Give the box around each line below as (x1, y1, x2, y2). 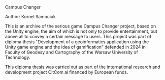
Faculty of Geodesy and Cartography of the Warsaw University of (5, 49, 138, 55)
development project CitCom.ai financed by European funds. (5, 69, 128, 75)
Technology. (5, 54, 31, 60)
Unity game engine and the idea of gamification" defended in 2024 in (5, 44, 146, 50)
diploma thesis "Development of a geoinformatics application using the (5, 39, 149, 45)
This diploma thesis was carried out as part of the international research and (5, 64, 160, 70)
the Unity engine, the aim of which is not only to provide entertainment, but (5, 28, 158, 34)
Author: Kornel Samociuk (5, 14, 56, 19)
